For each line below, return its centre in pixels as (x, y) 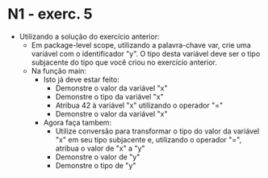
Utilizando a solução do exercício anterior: (89, 36)
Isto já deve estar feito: (82, 79)
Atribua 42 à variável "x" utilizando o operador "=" (139, 105)
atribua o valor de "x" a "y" (100, 148)
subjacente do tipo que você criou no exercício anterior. (124, 62)
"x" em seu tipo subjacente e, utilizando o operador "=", (149, 139)
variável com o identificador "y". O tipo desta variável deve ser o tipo (146, 53)
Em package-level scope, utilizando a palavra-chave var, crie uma (141, 44)
